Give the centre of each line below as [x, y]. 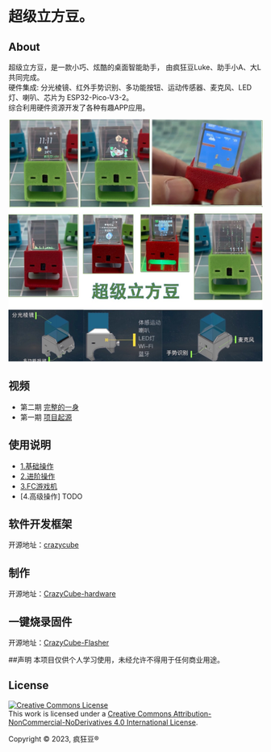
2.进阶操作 [38, 476]
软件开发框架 [40, 524]
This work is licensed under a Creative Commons [90, 713]
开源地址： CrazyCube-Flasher [59, 642]
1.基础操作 [37, 466]
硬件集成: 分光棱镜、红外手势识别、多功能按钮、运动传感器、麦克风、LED [130, 87]
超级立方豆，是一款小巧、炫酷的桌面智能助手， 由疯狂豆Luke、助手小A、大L [135, 67]
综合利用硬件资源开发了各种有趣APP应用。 [79, 107]
